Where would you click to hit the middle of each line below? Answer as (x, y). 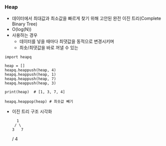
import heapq (18, 57)
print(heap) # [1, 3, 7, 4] (35, 92)
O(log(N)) (22, 29)
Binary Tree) (25, 24)
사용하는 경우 (25, 35)
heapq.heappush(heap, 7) (30, 79)
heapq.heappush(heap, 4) (30, 70)
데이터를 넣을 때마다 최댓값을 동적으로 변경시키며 (67, 41)
